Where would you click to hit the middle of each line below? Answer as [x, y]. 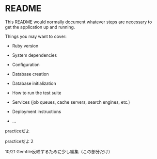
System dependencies [34, 55]
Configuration [26, 64]
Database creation [31, 74]
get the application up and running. [40, 27]
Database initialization [34, 83]
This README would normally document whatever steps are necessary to [78, 22]
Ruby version [25, 46]
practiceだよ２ [20, 141]
